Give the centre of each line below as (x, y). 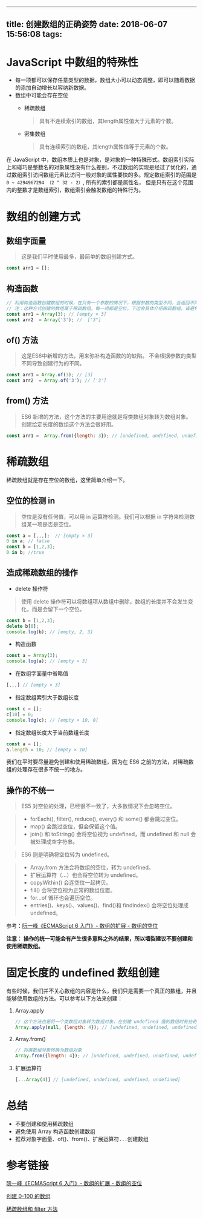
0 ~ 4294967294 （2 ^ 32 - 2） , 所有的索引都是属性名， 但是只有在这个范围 (100, 182)
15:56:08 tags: (34, 34)
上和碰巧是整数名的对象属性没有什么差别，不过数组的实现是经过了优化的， (99, 167)
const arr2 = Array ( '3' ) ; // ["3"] (54, 320)
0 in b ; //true (25, 553)
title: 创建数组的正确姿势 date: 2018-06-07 (87, 25)
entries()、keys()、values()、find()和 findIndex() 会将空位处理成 (109, 905)
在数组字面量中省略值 (41, 674)
